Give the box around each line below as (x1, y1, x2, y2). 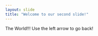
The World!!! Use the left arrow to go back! (5, 25, 93, 31)
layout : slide (5, 7, 35, 12)
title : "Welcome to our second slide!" (5, 12, 89, 17)
